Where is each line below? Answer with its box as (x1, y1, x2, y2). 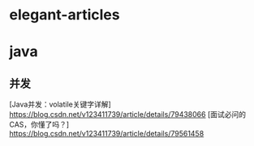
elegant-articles (9, 6, 120, 24)
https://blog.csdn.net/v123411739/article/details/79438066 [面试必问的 (9, 110, 247, 119)
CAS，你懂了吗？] (9, 119, 70, 130)
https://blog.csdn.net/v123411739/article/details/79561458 (9, 129, 204, 139)
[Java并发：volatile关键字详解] (9, 99, 112, 110)
